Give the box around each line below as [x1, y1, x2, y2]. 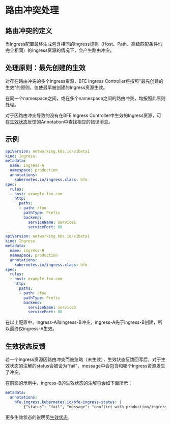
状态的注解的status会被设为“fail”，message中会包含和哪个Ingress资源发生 [9, 363, 165, 369]
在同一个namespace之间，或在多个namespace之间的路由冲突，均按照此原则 [5, 95, 166, 101]
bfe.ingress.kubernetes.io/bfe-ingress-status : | [14, 400, 122, 405]
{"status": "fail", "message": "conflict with [23, 404, 124, 409]
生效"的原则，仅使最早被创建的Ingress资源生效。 [5, 84, 108, 90]
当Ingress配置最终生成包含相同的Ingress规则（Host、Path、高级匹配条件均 [5, 41, 163, 47]
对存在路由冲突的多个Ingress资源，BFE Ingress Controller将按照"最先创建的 [5, 78, 164, 84]
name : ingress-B [10, 248, 44, 253]
